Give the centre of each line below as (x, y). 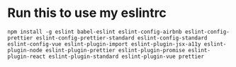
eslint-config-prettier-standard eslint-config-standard (122, 38)
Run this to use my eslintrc (87, 13)
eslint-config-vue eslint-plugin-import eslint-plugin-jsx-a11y (104, 44)
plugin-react (27, 56)
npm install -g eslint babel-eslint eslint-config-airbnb (95, 32)
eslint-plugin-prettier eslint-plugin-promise (115, 50)
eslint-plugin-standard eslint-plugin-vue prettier (126, 56)
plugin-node (25, 50)
